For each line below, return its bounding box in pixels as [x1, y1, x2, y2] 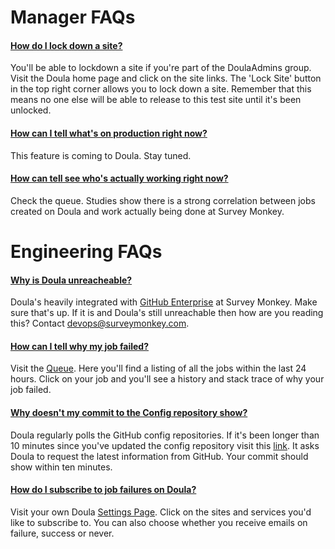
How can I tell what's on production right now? [10, 127, 208, 139]
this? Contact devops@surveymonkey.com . [10, 317, 190, 330]
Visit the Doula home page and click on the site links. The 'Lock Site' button [10, 72, 322, 85]
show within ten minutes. [10, 461, 113, 473]
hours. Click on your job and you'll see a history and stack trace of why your [10, 373, 325, 385]
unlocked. [10, 104, 52, 116]
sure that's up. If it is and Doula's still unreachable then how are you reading [10, 307, 324, 319]
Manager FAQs [10, 6, 136, 29]
